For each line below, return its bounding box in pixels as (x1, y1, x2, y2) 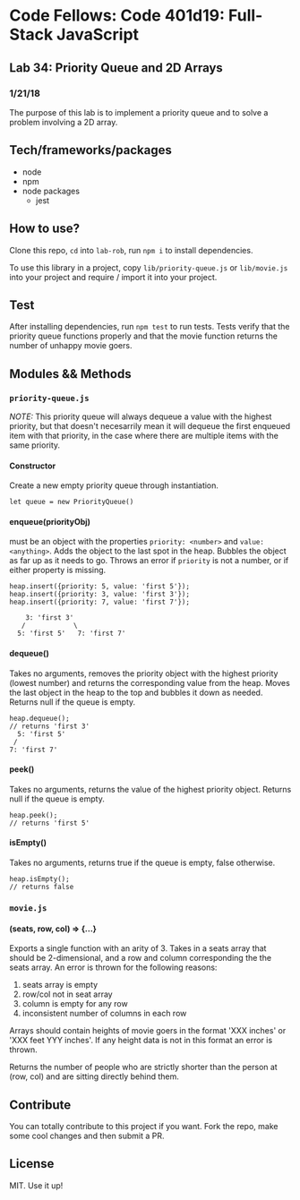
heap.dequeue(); (9, 714, 70, 723)
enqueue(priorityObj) (9, 516, 91, 527)
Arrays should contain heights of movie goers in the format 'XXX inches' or (9, 1025, 287, 1036)
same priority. (9, 440, 61, 450)
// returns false (9, 883, 74, 892)
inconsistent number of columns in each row (21, 1008, 187, 1019)
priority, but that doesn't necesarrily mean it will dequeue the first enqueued (9, 421, 291, 431)
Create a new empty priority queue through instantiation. (9, 480, 219, 491)
